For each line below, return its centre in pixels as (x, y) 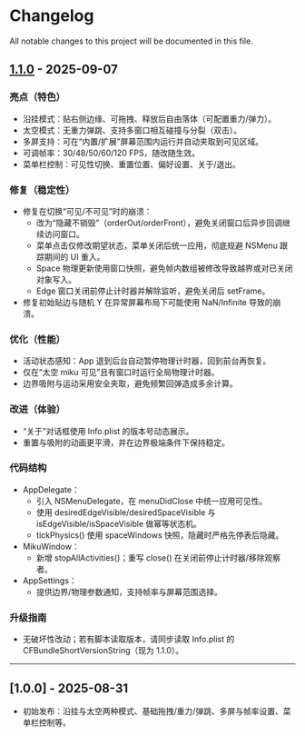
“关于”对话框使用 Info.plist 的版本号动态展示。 (108, 431)
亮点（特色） (38, 97)
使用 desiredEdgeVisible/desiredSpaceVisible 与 (126, 512)
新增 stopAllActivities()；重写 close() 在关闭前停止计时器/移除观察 (158, 557)
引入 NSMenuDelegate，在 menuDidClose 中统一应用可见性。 (152, 501)
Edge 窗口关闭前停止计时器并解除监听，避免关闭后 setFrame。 (153, 291)
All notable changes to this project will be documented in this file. (132, 41)
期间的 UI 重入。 (74, 256)
